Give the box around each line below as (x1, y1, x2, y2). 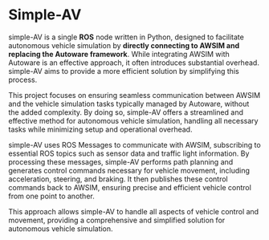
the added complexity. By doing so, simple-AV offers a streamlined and (8, 107, 243, 117)
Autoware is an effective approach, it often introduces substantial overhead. (8, 58, 259, 67)
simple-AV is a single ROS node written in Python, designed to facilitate (8, 32, 245, 42)
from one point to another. (8, 191, 95, 201)
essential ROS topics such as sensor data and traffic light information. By (8, 148, 250, 158)
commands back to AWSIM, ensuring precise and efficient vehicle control (8, 182, 251, 192)
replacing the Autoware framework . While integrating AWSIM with (8, 49, 230, 59)
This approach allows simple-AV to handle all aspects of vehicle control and (8, 206, 259, 216)
